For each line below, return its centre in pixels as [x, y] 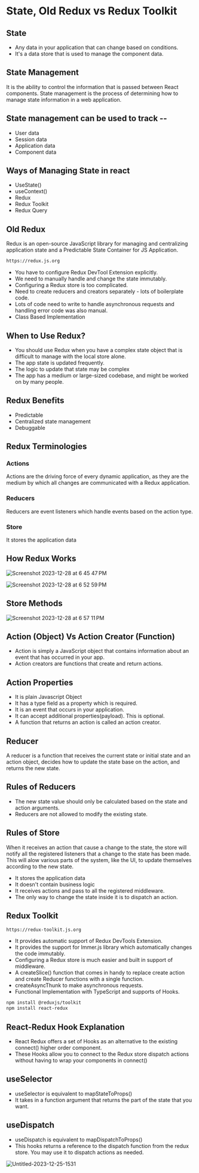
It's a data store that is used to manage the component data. [89, 54]
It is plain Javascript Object [48, 697]
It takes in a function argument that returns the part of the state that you [103, 1100]
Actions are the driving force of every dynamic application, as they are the [98, 476]
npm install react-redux [37, 1009]
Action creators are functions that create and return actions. [89, 664]
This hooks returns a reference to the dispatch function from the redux [102, 1145]
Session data [31, 139]
